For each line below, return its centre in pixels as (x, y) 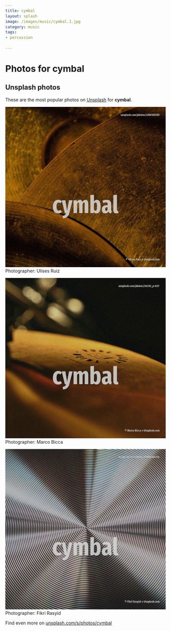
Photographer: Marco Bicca (34, 442)
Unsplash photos (33, 87)
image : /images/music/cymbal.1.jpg (43, 21)
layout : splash (21, 16)
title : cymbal (20, 11)
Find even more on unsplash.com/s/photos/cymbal (59, 623)
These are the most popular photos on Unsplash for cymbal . (69, 100)
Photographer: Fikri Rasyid (33, 613)
